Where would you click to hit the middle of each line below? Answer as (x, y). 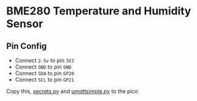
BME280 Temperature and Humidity (99, 11)
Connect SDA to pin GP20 (45, 73)
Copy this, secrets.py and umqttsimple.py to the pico (72, 91)
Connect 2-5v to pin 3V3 (45, 60)
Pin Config (27, 46)
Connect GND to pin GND (43, 67)
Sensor (25, 24)
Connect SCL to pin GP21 (45, 80)
